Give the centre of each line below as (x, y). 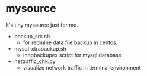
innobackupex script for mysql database (72, 55)
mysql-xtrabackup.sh (40, 48)
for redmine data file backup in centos (70, 42)
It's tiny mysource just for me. (42, 25)
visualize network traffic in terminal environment (82, 67)
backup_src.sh (32, 36)
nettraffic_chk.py (35, 61)
